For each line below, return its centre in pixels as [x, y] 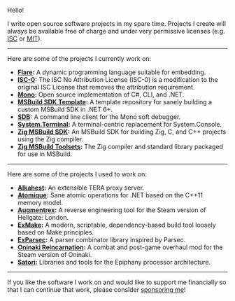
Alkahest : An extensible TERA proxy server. [81, 188]
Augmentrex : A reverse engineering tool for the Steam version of [112, 210]
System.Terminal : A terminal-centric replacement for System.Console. [120, 124]
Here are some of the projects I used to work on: [77, 174]
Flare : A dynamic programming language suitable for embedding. [112, 72]
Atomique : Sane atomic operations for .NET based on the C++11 [110, 195]
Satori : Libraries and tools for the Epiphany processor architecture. [114, 262]
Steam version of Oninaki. [55, 254]
